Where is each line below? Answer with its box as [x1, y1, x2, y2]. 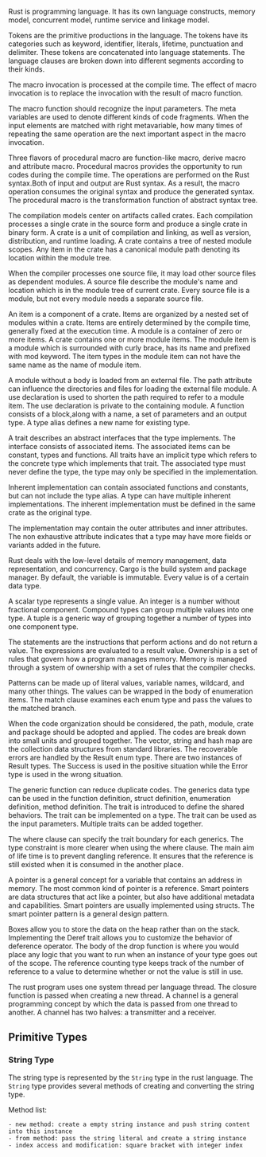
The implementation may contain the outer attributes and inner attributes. [8, 523, 249, 533]
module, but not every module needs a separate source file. [8, 294, 204, 303]
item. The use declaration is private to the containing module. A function [8, 401, 245, 410]
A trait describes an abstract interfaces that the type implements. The [8, 433, 236, 443]
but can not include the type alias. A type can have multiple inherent [8, 491, 232, 500]
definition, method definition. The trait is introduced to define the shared [8, 802, 245, 811]
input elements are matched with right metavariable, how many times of [8, 121, 243, 130]
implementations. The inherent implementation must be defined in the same [8, 499, 256, 509]
